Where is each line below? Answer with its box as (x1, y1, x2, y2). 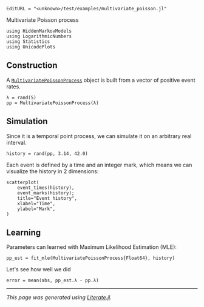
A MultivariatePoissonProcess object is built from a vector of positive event (6, 76, 195, 84)
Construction (6, 61, 58, 71)
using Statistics (6, 39, 50, 45)
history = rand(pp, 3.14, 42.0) (6, 150, 88, 157)
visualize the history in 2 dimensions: (6, 167, 99, 175)
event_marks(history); (17, 190, 75, 196)
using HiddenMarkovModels (6, 28, 72, 34)
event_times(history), (17, 185, 75, 191)
